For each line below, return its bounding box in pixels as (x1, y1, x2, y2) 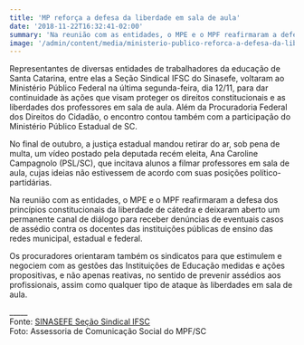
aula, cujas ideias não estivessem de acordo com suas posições (9, 168, 249, 178)
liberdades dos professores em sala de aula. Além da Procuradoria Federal (9, 101, 288, 113)
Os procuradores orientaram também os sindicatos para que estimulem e (9, 251, 282, 262)
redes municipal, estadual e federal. (9, 233, 143, 244)
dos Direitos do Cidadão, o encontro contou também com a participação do (9, 111, 291, 122)
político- (250, 168, 282, 178)
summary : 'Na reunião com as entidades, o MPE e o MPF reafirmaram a (9, 30, 278, 39)
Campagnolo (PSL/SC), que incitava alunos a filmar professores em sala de (9, 158, 290, 168)
